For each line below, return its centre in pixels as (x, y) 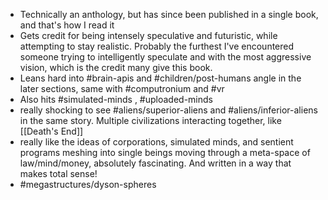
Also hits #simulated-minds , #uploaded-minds (116, 99)
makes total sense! (58, 173)
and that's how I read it (67, 25)
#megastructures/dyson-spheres (88, 184)
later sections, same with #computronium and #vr (122, 88)
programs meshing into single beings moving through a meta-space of (165, 152)
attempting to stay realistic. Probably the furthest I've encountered (157, 46)
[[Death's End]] (51, 131)
